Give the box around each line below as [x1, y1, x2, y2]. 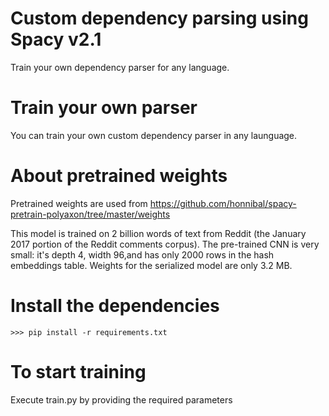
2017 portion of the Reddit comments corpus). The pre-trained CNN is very [10, 238, 320, 250]
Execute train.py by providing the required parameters [10, 393, 233, 406]
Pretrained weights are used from [10, 197, 148, 209]
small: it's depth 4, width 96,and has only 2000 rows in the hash [10, 248, 275, 261]
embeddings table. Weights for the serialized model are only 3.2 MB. [10, 259, 293, 271]
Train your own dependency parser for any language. [10, 61, 230, 73]
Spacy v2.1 [10, 28, 102, 51]
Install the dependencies [10, 295, 220, 317]
